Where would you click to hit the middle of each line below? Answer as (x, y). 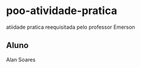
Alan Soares (21, 59)
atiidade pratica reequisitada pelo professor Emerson (71, 27)
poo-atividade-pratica (62, 11)
